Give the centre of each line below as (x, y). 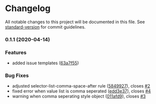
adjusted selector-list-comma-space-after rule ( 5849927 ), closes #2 (81, 86)
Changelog (28, 8)
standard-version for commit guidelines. (45, 27)
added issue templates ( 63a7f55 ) (45, 63)
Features (16, 52)
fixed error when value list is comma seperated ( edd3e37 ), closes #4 (81, 91)
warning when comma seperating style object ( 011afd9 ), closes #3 (79, 96)
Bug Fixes (17, 75)
